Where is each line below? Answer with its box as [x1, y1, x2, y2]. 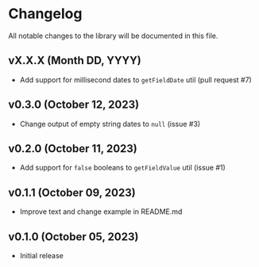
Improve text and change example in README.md [19, 207, 183, 216]
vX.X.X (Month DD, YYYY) [8, 54, 141, 67]
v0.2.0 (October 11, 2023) [8, 142, 137, 155]
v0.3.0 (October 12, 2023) [8, 98, 140, 112]
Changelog [8, 5, 83, 23]
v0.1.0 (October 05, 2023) [8, 230, 139, 243]
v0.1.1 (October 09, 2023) [8, 185, 137, 199]
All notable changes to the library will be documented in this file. [8, 31, 218, 40]
